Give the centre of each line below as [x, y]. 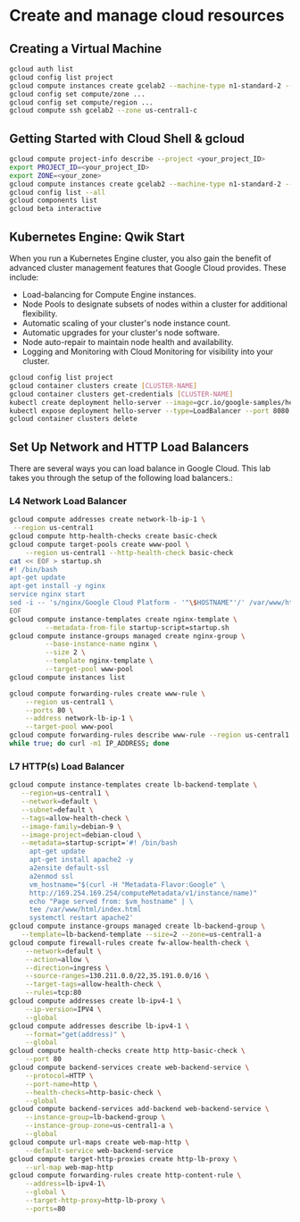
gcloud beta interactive [55, 209]
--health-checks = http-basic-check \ [94, 1092]
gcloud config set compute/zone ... [77, 94]
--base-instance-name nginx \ [101, 645]
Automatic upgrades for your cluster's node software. [121, 333]
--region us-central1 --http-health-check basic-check [129, 552]
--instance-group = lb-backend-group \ [96, 1117]
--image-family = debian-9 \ [71, 826]
